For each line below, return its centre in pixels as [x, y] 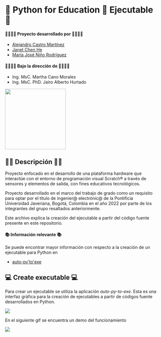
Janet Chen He [27, 50]
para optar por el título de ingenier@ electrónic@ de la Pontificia [69, 199]
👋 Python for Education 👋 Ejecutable [79, 10]
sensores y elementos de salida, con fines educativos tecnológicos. [73, 184]
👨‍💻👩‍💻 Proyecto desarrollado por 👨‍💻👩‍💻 [44, 34]
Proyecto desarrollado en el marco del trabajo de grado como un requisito [79, 193]
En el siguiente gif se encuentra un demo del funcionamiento [66, 320]
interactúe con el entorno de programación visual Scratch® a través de [76, 179]
